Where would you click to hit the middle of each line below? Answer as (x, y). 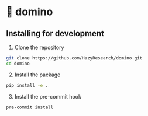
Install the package (37, 75)
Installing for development (55, 34)
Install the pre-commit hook (48, 96)
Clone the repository (39, 47)
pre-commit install (30, 107)
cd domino (18, 64)
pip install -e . (27, 85)
